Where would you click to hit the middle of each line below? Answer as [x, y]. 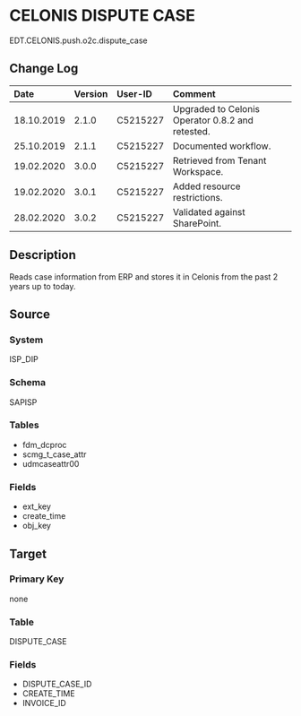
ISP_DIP [24, 359]
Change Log [44, 69]
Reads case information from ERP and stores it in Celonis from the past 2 [144, 276]
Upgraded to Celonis [216, 108]
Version [91, 93]
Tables [24, 425]
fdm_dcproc [44, 444]
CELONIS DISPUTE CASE [102, 16]
